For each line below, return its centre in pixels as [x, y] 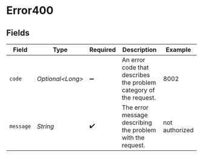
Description [140, 50]
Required [102, 50]
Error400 [30, 11]
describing [137, 123]
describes [136, 75]
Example [179, 50]
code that [135, 67]
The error [135, 107]
